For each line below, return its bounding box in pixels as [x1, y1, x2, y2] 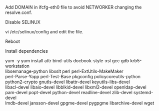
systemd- [133, 90, 153, 95]
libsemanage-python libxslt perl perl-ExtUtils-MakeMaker [5, 68, 123, 74]
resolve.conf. [5, 9, 32, 15]
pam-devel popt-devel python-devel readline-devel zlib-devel [5, 90, 132, 95]
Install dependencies [5, 48, 48, 54]
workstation [5, 63, 30, 69]
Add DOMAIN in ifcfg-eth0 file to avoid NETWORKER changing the [5, 4, 142, 10]
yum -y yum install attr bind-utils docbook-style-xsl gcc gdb [5, 58, 129, 64]
